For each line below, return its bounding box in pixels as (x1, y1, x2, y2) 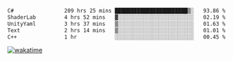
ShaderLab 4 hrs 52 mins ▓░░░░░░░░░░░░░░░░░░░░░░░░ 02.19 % (7, 13, 226, 21)
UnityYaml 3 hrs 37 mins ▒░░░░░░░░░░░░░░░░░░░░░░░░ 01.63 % (7, 20, 226, 27)
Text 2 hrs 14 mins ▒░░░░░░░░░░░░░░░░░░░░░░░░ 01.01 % (7, 27, 226, 34)
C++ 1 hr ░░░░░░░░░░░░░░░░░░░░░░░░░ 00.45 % (7, 33, 226, 41)
